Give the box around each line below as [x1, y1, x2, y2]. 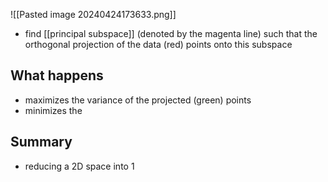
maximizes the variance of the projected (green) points [24, 94, 252, 106]
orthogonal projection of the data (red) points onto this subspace [24, 39, 293, 50]
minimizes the [24, 104, 83, 116]
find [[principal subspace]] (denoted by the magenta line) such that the [24, 28, 318, 39]
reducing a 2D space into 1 [24, 160, 135, 172]
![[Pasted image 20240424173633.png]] [10, 9, 177, 20]
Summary [10, 134, 73, 151]
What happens [10, 67, 104, 84]
